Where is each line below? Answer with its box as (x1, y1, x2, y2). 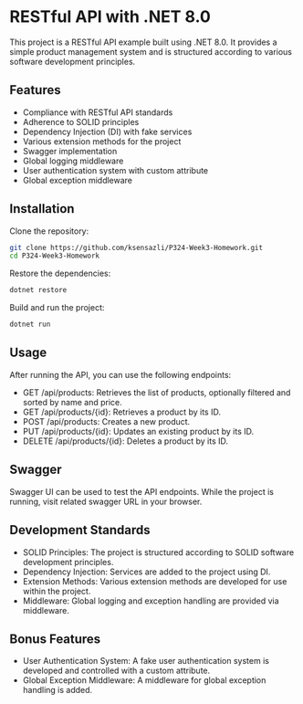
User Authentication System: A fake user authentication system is (22, 656, 269, 667)
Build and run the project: (9, 302, 105, 313)
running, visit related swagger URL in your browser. (9, 496, 203, 507)
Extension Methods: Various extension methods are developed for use (22, 575, 287, 586)
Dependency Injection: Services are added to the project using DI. (22, 566, 271, 577)
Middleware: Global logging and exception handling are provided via (22, 595, 280, 606)
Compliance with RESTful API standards (22, 107, 173, 118)
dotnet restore (9, 286, 68, 295)
